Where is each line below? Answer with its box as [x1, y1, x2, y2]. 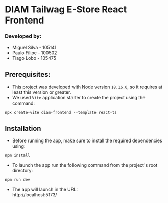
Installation [5, 124, 41, 133]
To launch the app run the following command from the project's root [12, 162, 158, 168]
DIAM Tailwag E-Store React [5, 4, 127, 15]
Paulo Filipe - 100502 [12, 50, 57, 56]
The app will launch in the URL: [12, 186, 78, 193]
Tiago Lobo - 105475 [12, 55, 57, 62]
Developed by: [5, 33, 42, 40]
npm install [5, 153, 30, 158]
